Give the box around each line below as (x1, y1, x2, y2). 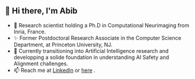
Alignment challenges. (13, 60, 68, 67)
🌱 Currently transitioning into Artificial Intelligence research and (13, 47, 169, 54)
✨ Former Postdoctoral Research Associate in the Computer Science (13, 34, 181, 42)
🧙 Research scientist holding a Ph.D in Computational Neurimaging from (13, 21, 190, 29)
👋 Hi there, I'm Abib (5, 6, 78, 16)
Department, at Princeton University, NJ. (13, 41, 113, 48)
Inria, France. (13, 28, 46, 35)
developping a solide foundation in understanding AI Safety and (13, 53, 170, 61)
